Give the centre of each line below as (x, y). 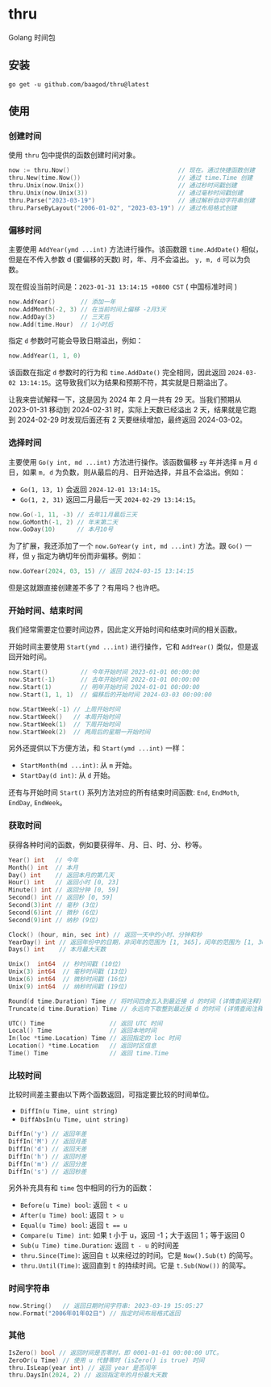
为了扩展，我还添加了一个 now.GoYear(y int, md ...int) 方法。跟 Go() (126, 546)
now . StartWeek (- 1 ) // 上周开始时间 (65, 709)
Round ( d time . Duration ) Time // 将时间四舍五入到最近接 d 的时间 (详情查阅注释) (135, 1001)
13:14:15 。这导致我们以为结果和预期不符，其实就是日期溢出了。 (125, 382)
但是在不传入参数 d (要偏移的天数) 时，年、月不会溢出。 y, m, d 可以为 (126, 259)
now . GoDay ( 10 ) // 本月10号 (61, 529)
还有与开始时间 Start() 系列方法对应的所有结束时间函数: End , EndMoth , (124, 792)
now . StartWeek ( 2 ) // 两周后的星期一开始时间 (79, 732)
